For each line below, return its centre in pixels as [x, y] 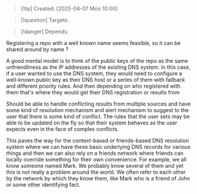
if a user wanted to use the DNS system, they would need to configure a [94, 73]
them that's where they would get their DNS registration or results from [93, 92]
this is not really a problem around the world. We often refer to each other [96, 172]
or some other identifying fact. [43, 185]
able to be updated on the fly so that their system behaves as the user [92, 123]
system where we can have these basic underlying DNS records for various [99, 147]
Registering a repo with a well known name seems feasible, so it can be [93, 43]
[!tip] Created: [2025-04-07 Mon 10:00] [69, 9]
